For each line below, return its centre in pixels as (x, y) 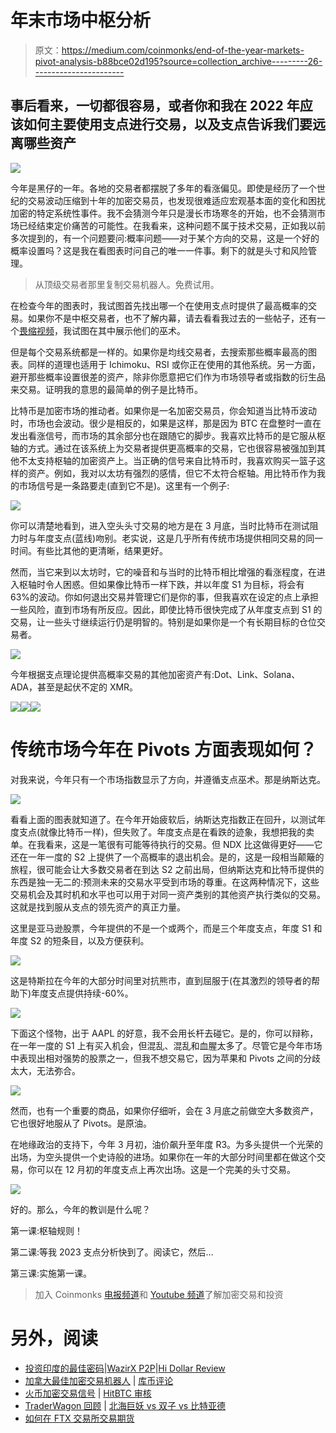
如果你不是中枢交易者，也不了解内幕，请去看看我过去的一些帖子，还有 (172, 318)
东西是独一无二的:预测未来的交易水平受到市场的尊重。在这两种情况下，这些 (165, 882)
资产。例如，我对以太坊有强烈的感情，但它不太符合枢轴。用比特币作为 (172, 473)
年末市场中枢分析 (81, 20)
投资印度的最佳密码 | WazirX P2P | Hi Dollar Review (125, 1368)
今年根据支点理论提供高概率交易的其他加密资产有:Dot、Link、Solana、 (155, 674)
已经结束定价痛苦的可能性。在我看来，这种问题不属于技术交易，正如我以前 (172, 225)
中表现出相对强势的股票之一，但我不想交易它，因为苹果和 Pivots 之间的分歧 (166, 1058)
